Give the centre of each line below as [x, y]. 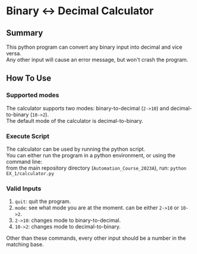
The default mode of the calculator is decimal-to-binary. [75, 120]
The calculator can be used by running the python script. [76, 149]
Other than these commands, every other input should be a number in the [96, 238]
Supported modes [33, 95]
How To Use [29, 78]
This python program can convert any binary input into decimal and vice [94, 47]
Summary [25, 33]
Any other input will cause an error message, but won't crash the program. [97, 60]
